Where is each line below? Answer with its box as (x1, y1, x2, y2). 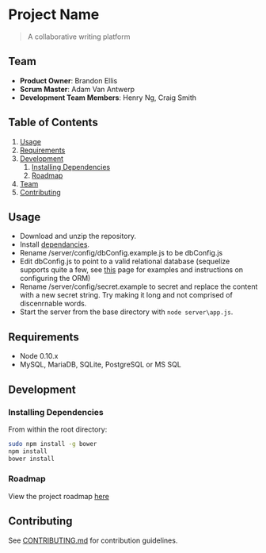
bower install (8, 455, 55, 463)
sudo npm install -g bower (8, 440, 97, 447)
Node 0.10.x (19, 351, 59, 361)
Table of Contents (8, 116, 99, 129)
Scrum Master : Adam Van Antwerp (19, 84, 135, 94)
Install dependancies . (19, 240, 89, 249)
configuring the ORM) (19, 274, 91, 283)
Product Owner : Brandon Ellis (19, 75, 118, 85)
